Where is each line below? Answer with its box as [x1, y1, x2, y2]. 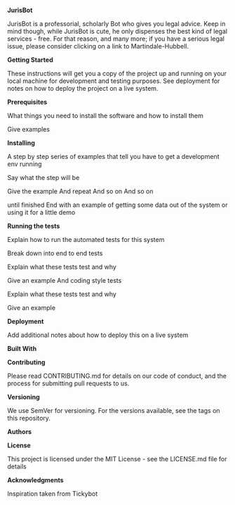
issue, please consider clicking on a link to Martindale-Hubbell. [7, 42, 189, 50]
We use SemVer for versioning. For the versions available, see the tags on [7, 407, 220, 414]
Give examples [7, 125, 51, 133]
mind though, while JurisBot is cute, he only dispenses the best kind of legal [7, 27, 228, 35]
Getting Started [7, 56, 54, 64]
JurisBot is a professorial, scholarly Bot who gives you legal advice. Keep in [7, 20, 226, 27]
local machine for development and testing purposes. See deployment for [7, 77, 220, 85]
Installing [7, 139, 35, 147]
